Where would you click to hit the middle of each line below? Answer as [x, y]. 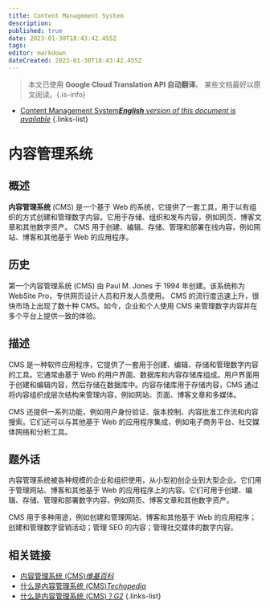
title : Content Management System [66, 16]
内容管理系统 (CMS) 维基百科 [67, 576]
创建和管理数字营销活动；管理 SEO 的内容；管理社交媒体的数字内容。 [123, 528]
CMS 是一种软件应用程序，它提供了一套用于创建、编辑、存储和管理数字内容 [133, 364]
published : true [35, 31]
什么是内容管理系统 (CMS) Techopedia [83, 586]
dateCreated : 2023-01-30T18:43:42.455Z [75, 61]
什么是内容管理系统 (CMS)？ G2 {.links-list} [91, 596]
